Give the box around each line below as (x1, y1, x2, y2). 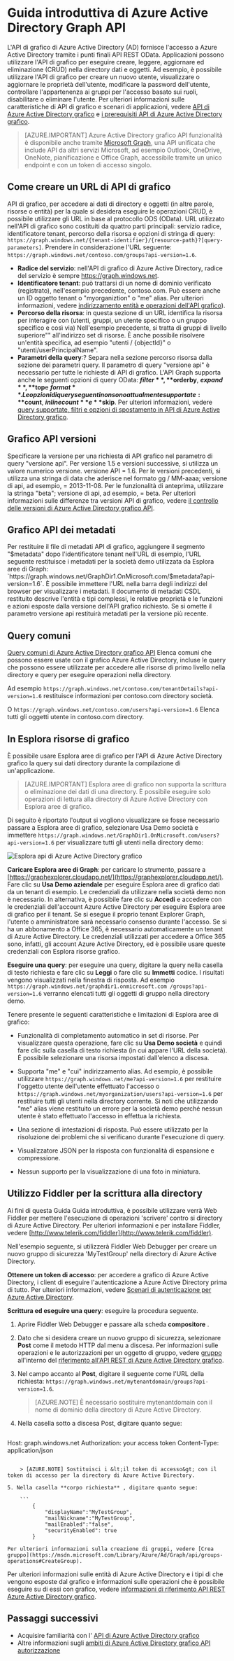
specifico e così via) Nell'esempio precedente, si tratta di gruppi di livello (17, 324, 227, 332)
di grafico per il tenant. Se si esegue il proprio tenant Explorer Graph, (7, 910, 205, 918)
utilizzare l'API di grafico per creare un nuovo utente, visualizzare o (7, 72, 200, 81)
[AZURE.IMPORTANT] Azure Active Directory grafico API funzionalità (24, 131, 223, 139)
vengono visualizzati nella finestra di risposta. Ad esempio (7, 975, 175, 984)
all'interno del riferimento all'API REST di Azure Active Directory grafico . (17, 1356, 224, 1364)
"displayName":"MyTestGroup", (44, 1508, 133, 1515)
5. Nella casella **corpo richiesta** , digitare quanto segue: (7, 1484, 198, 1491)
